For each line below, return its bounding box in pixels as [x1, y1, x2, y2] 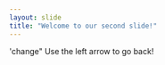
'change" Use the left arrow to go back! [9, 45, 154, 56]
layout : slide [9, 12, 62, 22]
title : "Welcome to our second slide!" [9, 21, 158, 30]
